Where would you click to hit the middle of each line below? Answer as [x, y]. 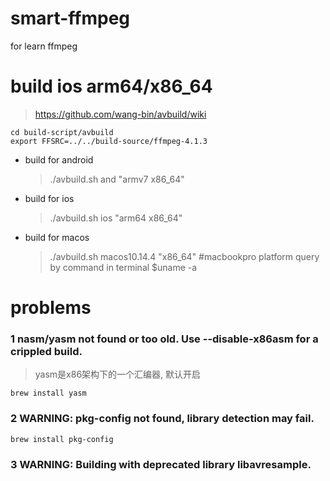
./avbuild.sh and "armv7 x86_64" [117, 179]
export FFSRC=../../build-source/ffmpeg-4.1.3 [109, 141]
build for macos [57, 237]
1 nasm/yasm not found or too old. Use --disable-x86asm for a [164, 339]
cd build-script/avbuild [62, 132]
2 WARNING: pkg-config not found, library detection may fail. [162, 419]
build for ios [49, 198]
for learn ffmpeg [44, 46]
